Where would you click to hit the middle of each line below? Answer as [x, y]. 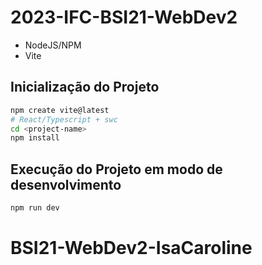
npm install [35, 138]
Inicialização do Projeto [85, 87]
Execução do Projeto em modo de [116, 169]
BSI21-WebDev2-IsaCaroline [131, 248]
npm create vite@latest [60, 110]
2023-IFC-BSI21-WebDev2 [124, 17]
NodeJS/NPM [53, 45]
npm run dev [35, 208]
